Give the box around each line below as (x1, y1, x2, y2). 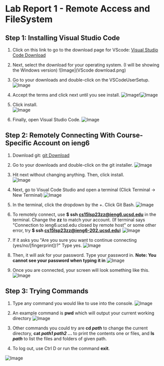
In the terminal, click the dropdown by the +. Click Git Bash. (12, 201, 135, 208)
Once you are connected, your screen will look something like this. (12, 267, 150, 273)
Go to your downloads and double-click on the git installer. (12, 162, 133, 168)
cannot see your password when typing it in (12, 257, 106, 263)
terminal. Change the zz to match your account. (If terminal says (12, 216, 145, 223)
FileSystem (5, 14, 53, 25)
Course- (116, 131, 143, 140)
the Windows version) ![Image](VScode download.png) (12, 67, 126, 73)
